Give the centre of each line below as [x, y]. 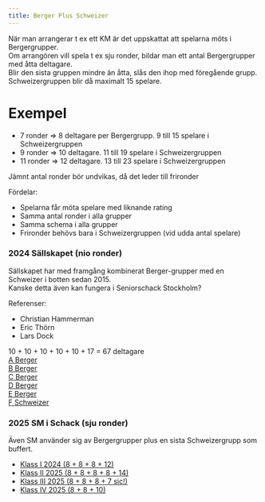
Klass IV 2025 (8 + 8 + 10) [63, 490]
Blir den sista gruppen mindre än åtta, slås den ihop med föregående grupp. [133, 72]
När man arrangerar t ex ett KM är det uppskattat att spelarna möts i [120, 38]
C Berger [23, 376]
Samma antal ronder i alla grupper [76, 216]
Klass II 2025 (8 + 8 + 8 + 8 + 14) [74, 473]
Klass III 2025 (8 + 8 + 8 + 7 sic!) [73, 481]
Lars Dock [37, 336]
